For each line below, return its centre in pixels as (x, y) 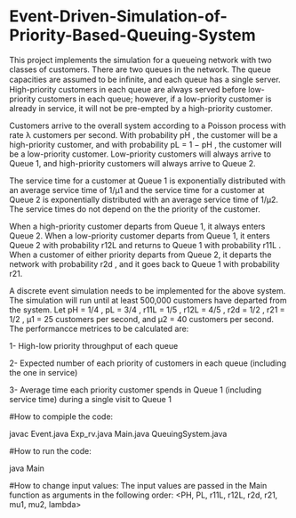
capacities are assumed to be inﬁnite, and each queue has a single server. (145, 79)
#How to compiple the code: (61, 417)
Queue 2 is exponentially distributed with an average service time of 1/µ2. (144, 199)
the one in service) (44, 372)
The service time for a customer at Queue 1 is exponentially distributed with (148, 181)
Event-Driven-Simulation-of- (119, 16)
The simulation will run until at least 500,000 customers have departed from (148, 300)
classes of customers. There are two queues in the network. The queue (140, 69)
